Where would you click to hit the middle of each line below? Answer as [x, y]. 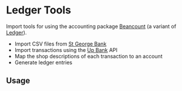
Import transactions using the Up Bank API [66, 50]
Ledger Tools [39, 10]
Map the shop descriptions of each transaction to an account [88, 56]
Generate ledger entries [43, 62]
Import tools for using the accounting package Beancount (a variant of [91, 26]
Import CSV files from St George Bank [60, 44]
